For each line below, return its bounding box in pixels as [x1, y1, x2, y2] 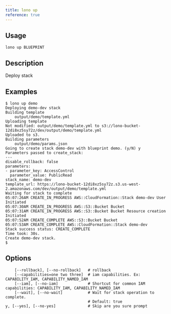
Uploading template [5, 119, 47, 124]
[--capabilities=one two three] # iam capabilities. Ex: [14, 272, 141, 277]
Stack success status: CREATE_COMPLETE [5, 226, 91, 231]
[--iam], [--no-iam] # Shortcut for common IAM [14, 281, 145, 286]
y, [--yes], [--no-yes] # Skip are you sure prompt [5, 303, 147, 308]
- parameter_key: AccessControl [5, 168, 74, 173]
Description [5, 58, 44, 67]
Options [5, 254, 32, 263]
